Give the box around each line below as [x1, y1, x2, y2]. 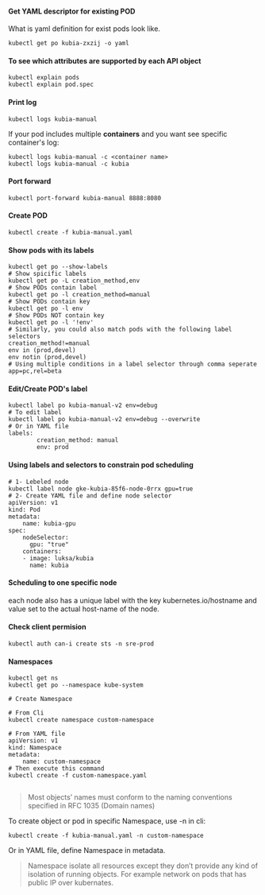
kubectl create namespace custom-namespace [8, 716, 155, 724]
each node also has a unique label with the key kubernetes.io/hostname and [8, 595, 258, 605]
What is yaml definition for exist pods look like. [8, 24, 161, 33]
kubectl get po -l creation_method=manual [8, 291, 151, 299]
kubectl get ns [8, 674, 59, 683]
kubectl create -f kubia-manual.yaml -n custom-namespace [8, 831, 204, 840]
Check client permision [8, 622, 86, 632]
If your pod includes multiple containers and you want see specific [8, 129, 228, 138]
